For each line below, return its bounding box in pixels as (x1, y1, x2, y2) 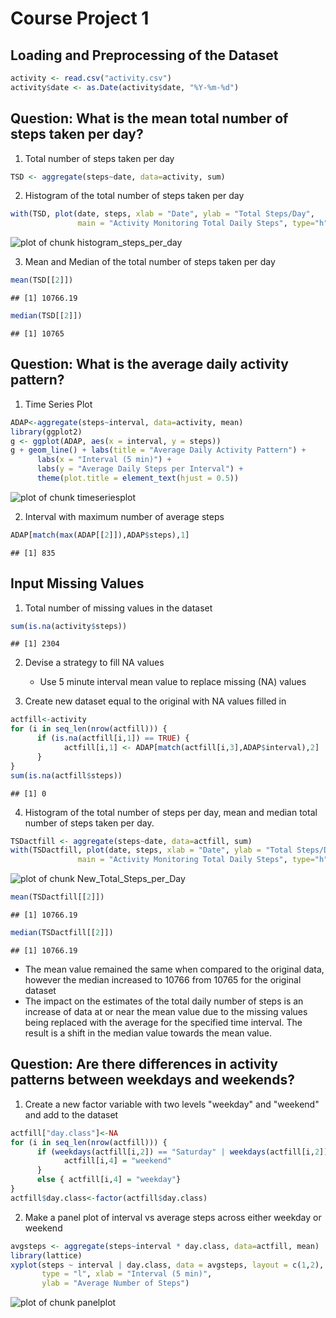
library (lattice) (10, 1250, 83, 1261)
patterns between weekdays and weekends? (10, 1072, 295, 1089)
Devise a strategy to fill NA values (24, 657, 165, 669)
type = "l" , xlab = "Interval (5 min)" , (41, 1269, 213, 1279)
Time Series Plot (24, 398, 93, 410)
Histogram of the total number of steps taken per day (24, 190, 245, 202)
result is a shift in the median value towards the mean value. (24, 1027, 272, 1039)
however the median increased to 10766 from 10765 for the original (24, 973, 302, 986)
